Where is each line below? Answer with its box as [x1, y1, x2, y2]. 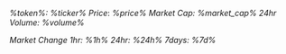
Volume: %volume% [9, 17, 85, 28]
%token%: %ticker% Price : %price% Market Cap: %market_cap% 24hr [9, 8, 277, 18]
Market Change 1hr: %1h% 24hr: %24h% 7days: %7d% [9, 35, 217, 45]
